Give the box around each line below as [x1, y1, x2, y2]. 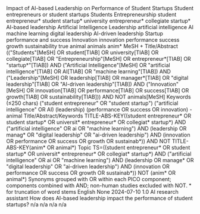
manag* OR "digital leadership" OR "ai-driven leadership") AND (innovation [6, 131, 190, 138]
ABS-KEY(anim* [6, 144, 46, 151]
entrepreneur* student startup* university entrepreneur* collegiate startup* [6, 17, 191, 24]
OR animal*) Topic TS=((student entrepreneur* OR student [46, 144, 190, 151]
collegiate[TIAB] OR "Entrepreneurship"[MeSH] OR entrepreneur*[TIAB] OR [6, 55, 192, 62]
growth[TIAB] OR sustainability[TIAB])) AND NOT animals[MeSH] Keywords [6, 94, 192, 100]
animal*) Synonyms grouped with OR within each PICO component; [6, 176, 171, 182]
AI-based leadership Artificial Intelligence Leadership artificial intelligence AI [6, 24, 193, 30]
